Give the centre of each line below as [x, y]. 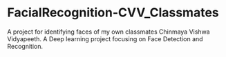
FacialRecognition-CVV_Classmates [113, 13]
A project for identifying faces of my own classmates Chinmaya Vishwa [109, 32]
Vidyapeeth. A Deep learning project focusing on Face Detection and [105, 38]
